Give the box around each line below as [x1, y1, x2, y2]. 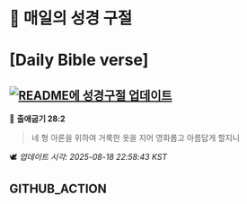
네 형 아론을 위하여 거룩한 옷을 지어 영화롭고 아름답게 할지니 [31, 132, 241, 144]
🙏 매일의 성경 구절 [9, 8, 133, 29]
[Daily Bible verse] [9, 50, 149, 70]
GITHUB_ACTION [9, 181, 108, 196]
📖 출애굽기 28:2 [9, 113, 66, 124]
